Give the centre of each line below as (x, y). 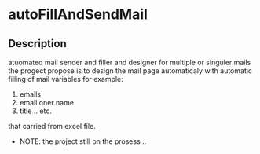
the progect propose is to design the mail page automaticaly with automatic (130, 71)
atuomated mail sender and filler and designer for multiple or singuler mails (130, 62)
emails (30, 94)
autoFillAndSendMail (78, 15)
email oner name (47, 103)
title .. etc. (36, 111)
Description (37, 44)
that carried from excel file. (52, 126)
